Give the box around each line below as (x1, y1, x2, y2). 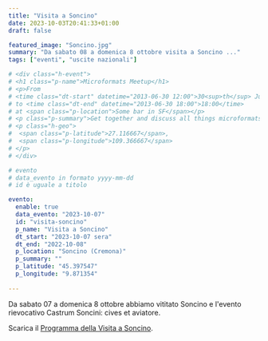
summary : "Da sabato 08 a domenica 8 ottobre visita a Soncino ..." (8, 49, 241, 57)
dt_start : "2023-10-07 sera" (15, 232, 112, 240)
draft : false (8, 26, 52, 34)
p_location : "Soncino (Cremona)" (15, 248, 127, 256)
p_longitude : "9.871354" (15, 270, 98, 278)
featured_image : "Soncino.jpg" (8, 41, 112, 49)
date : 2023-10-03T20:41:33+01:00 (8, 19, 120, 27)
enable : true (15, 203, 59, 212)
